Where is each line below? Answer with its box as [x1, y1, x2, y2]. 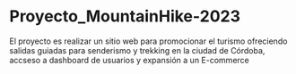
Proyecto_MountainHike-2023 [9, 6, 240, 27]
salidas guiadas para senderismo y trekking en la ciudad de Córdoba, [9, 45, 266, 55]
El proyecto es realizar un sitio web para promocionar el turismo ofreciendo [9, 36, 288, 46]
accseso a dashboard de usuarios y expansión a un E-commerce [9, 54, 249, 65]
